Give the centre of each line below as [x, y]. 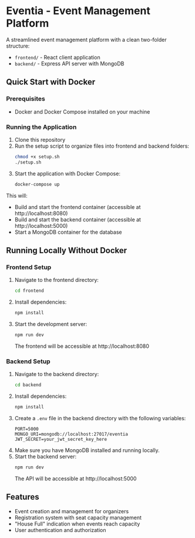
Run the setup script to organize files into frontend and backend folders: [102, 146]
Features [23, 497]
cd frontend [29, 291]
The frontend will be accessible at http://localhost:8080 [82, 346]
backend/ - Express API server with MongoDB [69, 64]
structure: [18, 46]
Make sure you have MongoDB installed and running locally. [87, 450]
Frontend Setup [29, 267]
